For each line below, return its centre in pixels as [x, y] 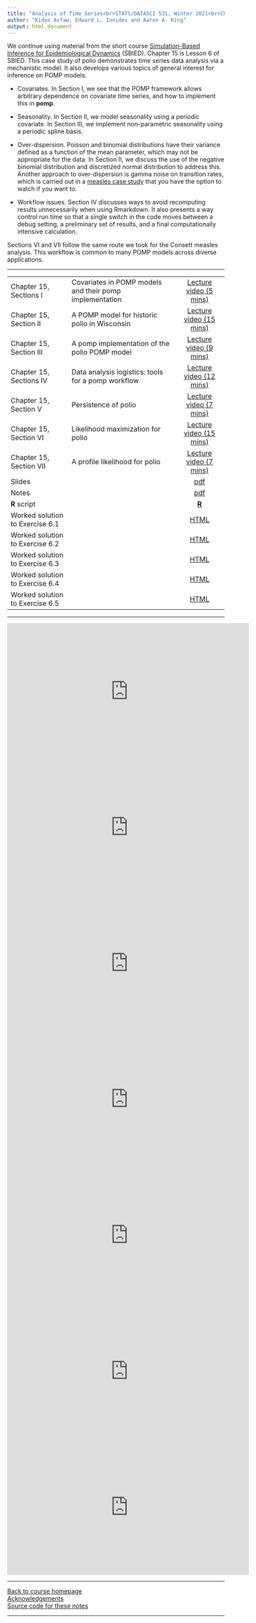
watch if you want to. [47, 189]
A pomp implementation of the [121, 344]
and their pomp [96, 291]
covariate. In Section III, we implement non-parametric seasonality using [120, 124]
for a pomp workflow [105, 381]
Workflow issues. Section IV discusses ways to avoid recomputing [111, 202]
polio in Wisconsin [101, 324]
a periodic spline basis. [50, 131]
